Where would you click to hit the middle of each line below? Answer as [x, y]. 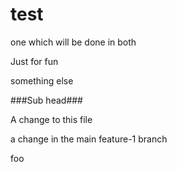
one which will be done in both [73, 42]
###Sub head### [46, 100]
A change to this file [51, 119]
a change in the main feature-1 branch [89, 139]
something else [42, 80]
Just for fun [34, 61]
